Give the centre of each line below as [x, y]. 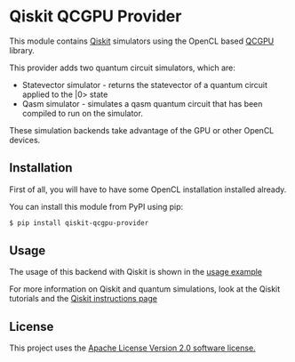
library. [22, 50]
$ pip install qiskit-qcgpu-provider [79, 223]
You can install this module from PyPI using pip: [96, 206]
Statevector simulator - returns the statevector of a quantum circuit [145, 84]
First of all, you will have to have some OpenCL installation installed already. [148, 189]
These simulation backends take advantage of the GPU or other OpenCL [142, 130]
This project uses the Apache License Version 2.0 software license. [132, 348]
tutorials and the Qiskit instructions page [84, 299]
